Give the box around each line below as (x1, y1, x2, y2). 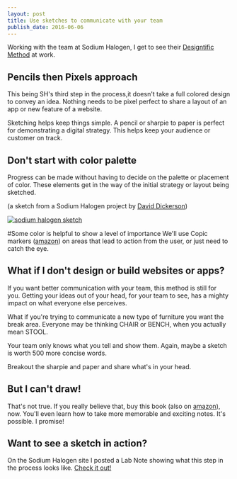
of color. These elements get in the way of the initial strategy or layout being (7, 181, 230, 188)
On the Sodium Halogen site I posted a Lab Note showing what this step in (7, 456, 224, 465)
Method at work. (7, 50, 55, 59)
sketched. (7, 188, 37, 196)
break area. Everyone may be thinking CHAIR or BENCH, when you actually (7, 320, 226, 328)
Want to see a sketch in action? (7, 437, 148, 450)
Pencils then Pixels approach (7, 71, 138, 83)
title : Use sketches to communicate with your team (7, 17, 163, 24)
